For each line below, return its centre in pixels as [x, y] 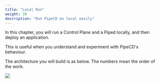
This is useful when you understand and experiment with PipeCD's [72, 47]
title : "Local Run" [25, 9]
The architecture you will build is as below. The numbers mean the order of [80, 62]
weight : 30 [16, 14]
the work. [15, 66]
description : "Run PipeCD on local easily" [50, 18]
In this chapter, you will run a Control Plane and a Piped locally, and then [77, 33]
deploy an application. [27, 37]
